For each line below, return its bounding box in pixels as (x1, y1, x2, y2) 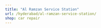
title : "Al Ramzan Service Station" (5, 7, 79, 12)
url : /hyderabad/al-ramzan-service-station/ (5, 11, 97, 16)
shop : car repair (5, 16, 40, 20)
